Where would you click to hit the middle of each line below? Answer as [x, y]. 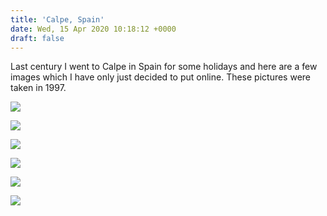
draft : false [37, 38]
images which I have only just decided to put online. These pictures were [161, 77]
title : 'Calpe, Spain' [57, 19]
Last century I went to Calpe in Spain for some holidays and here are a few [164, 67]
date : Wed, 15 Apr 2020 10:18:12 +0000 [93, 29]
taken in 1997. [38, 88]
